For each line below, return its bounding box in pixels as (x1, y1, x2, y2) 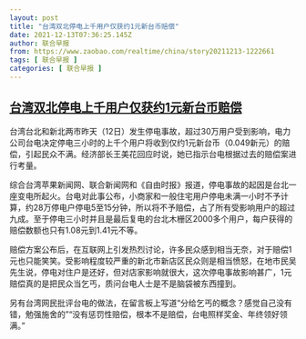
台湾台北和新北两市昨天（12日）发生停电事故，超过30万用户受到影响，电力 (9, 125, 291, 136)
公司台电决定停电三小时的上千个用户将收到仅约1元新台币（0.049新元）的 (9, 137, 282, 148)
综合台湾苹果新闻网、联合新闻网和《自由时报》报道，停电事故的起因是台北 (9, 179, 289, 190)
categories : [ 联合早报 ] (9, 65, 103, 74)
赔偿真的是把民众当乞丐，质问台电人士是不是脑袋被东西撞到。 (9, 278, 241, 289)
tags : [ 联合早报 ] (9, 55, 78, 65)
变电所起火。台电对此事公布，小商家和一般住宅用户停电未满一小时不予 (16, 190, 280, 201)
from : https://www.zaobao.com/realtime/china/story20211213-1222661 (9, 47, 275, 56)
